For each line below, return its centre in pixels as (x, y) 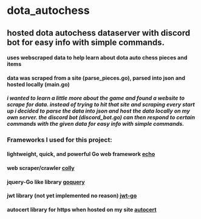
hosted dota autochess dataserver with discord (99, 33)
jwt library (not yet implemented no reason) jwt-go (72, 196)
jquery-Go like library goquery (46, 181)
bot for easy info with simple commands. (86, 42)
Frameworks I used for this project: (60, 140)
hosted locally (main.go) (39, 84)
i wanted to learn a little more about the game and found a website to (96, 98)
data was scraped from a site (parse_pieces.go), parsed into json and (96, 78)
